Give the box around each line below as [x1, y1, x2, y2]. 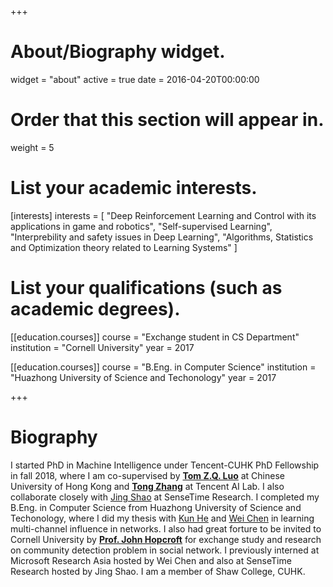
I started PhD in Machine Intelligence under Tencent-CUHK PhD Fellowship [10, 459, 320, 471]
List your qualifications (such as [10, 277, 283, 299]
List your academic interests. [10, 177, 258, 200]
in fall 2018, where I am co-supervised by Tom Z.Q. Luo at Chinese [10, 469, 285, 481]
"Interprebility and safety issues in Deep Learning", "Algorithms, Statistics [10, 231, 314, 243]
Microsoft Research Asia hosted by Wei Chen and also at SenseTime [10, 554, 292, 566]
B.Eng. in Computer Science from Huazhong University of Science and [10, 501, 302, 513]
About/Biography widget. [10, 41, 226, 63]
